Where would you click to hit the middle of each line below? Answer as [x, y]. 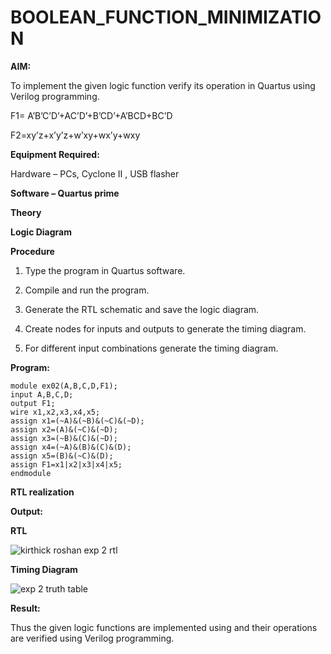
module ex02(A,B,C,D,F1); [64, 386]
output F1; [33, 403]
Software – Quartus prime [65, 193]
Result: [25, 608]
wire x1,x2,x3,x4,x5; [55, 412]
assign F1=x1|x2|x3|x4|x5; [66, 464]
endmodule [31, 473]
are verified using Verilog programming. [92, 638]
